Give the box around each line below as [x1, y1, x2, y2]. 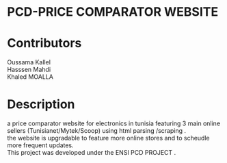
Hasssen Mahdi [7, 66, 51, 74]
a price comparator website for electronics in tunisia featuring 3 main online [7, 119, 221, 127]
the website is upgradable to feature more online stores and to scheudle [7, 134, 210, 142]
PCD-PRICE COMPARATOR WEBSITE [7, 4, 219, 20]
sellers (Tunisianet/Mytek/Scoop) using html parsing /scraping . [7, 127, 187, 135]
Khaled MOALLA [7, 73, 53, 81]
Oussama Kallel [7, 58, 51, 66]
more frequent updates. [7, 141, 74, 149]
